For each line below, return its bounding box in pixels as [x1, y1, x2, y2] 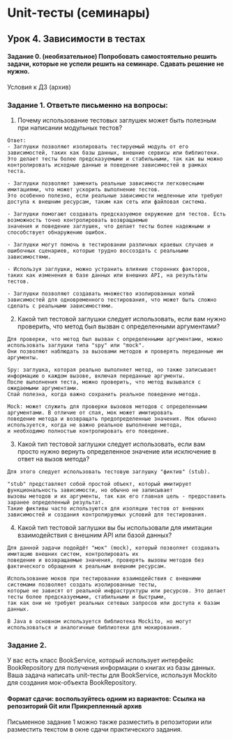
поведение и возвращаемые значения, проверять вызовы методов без [7, 557, 204, 564]
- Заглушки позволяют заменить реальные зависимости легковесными [7, 180, 204, 187]
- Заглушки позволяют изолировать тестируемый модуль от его [7, 144, 189, 151]
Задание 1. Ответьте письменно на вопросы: [7, 100, 169, 110]
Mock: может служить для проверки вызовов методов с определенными [7, 403, 208, 410]
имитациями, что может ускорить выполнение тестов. [7, 186, 160, 193]
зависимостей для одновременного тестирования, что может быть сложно [7, 296, 217, 304]
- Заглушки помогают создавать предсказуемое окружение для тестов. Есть [7, 211, 227, 218]
